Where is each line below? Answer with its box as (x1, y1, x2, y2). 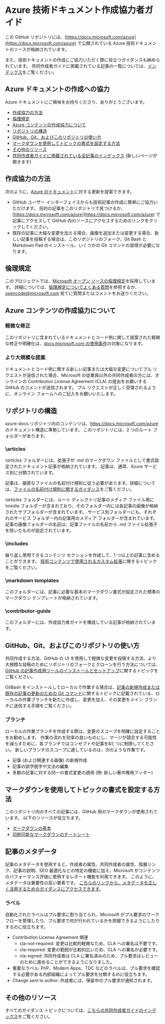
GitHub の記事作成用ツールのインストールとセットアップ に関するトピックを (5, 668, 159, 674)
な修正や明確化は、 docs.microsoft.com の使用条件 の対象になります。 (5, 341, 146, 346)
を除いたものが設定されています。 (5, 528, 74, 534)
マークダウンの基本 (12, 825, 52, 831)
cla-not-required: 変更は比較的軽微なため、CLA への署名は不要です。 (19, 941, 160, 947)
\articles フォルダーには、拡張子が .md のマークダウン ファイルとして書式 (5, 457, 155, 463)
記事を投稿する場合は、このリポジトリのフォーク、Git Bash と (21, 236, 147, 242)
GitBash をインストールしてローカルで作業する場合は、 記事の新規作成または (5, 684, 160, 690)
